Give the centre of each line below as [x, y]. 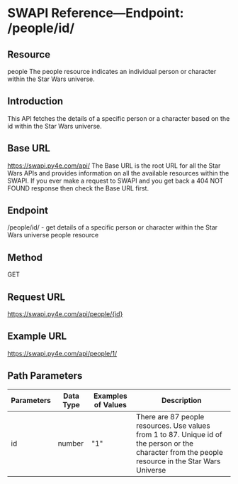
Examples [110, 396]
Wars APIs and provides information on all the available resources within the [118, 173]
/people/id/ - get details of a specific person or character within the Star [113, 227]
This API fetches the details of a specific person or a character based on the [119, 118]
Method [25, 257]
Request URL [36, 297]
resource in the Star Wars [178, 461]
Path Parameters [45, 376]
